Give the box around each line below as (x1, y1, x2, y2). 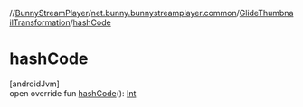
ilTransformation (9, 17, 71, 28)
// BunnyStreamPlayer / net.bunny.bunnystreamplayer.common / (9, 8, 240, 18)
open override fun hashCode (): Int (9, 87, 137, 98)
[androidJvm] (9, 78, 61, 89)
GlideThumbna (239, 8, 294, 18)
